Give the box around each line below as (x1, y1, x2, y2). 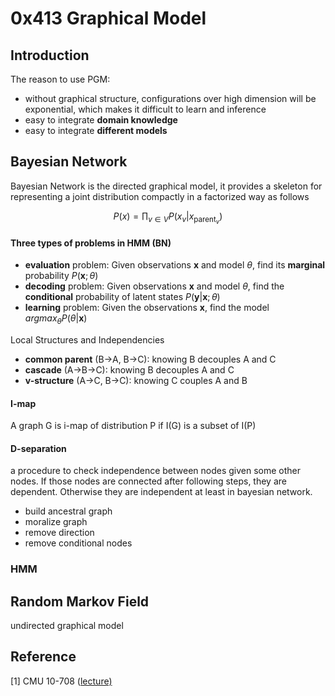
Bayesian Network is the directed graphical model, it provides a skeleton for (10, 180, 323, 192)
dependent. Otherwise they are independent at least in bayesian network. (10, 486, 313, 498)
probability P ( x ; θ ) (24, 270, 99, 282)
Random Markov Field (10, 593, 150, 610)
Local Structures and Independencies (10, 333, 165, 346)
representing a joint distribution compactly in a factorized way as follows (10, 190, 310, 202)
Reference (10, 648, 77, 666)
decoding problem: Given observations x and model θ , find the (24, 280, 285, 292)
